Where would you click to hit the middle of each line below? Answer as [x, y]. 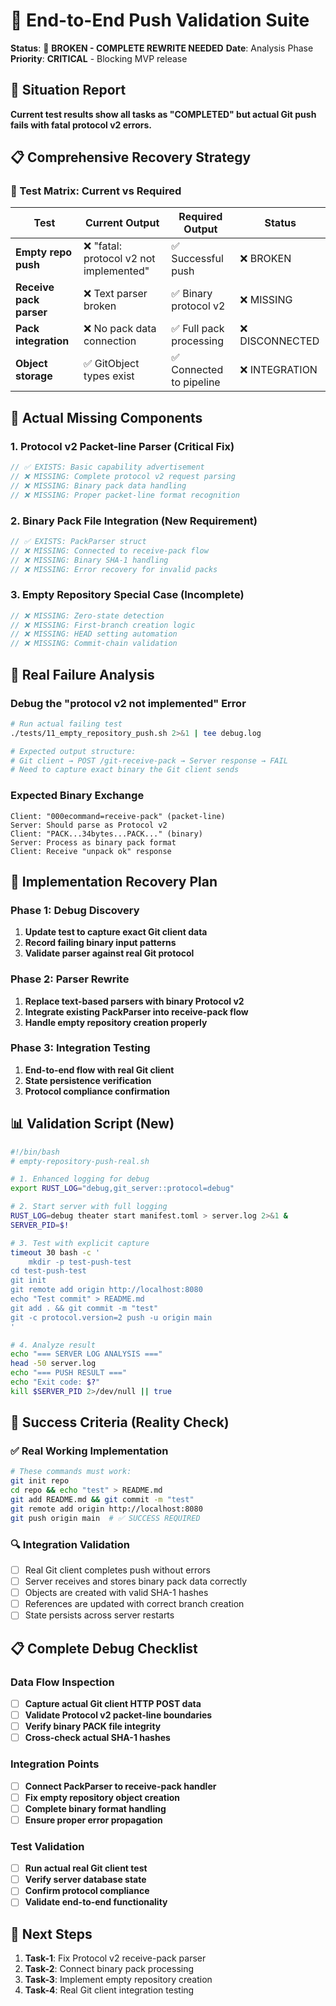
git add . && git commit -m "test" [84, 1308]
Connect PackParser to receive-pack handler [120, 1786]
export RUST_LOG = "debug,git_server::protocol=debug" [122, 1189]
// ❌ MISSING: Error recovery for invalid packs [114, 569]
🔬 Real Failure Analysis [82, 674]
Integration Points [55, 1764]
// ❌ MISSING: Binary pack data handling [98, 485]
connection [110, 341]
